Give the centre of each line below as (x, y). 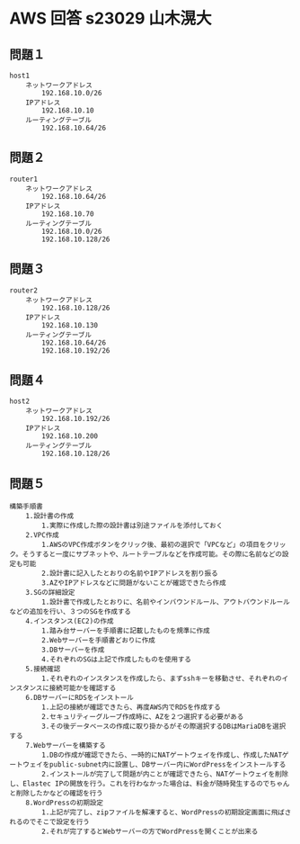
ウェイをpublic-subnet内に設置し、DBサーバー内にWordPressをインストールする (154, 765)
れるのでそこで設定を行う (49, 822)
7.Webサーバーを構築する (66, 746)
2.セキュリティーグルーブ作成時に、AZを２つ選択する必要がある (143, 717)
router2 (24, 290)
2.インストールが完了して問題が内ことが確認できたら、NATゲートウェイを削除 (165, 775)
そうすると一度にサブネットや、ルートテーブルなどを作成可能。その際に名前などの (152, 554)
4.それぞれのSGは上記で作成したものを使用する (116, 660)
